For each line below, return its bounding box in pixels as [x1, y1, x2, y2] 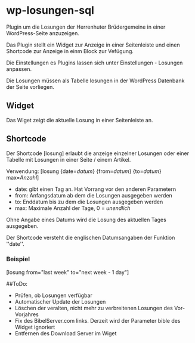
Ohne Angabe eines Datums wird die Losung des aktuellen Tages [6, 216, 167, 223]
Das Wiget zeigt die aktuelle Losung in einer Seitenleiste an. [6, 116, 153, 123]
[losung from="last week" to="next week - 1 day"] [6, 268, 129, 276]
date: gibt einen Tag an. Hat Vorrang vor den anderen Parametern [14, 186, 177, 193]
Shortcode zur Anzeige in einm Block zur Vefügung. [6, 47, 134, 54]
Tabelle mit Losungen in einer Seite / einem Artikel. [6, 156, 131, 163]
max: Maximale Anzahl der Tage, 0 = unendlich [14, 204, 131, 212]
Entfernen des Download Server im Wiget [14, 329, 117, 337]
